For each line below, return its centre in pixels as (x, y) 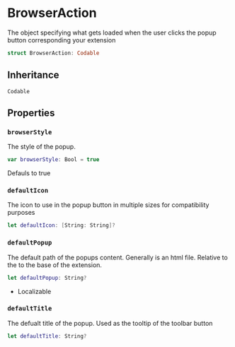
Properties (31, 113)
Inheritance (33, 75)
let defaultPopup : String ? (47, 278)
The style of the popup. (41, 147)
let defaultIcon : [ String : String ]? (61, 225)
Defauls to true (29, 173)
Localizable (34, 291)
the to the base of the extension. (55, 265)
